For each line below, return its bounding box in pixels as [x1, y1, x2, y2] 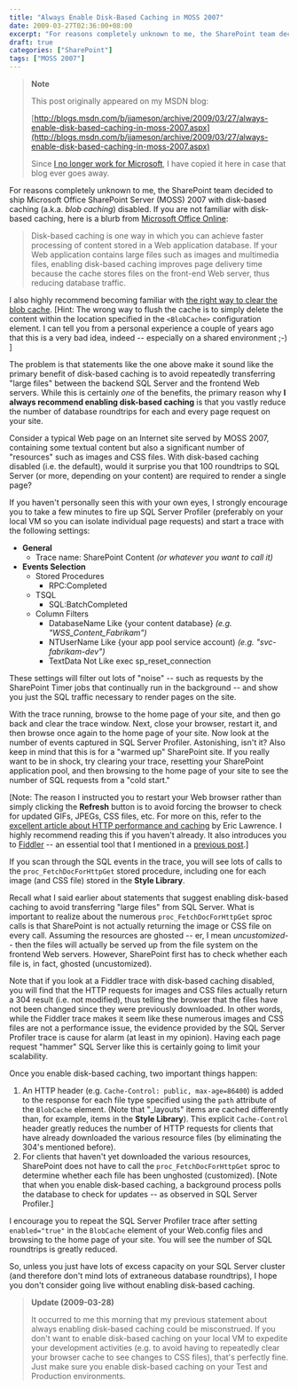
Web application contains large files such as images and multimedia [30, 249, 279, 260]
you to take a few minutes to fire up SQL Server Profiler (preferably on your [9, 506, 284, 517]
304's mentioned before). [21, 1142, 116, 1152]
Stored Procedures [35, 571, 105, 581]
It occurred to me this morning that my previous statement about [30, 1314, 268, 1324]
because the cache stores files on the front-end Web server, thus [30, 268, 271, 279]
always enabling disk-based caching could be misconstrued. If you [30, 1323, 277, 1334]
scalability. [9, 1051, 49, 1061]
